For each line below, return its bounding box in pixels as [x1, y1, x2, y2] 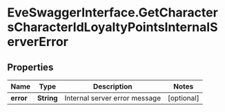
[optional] [168, 93, 199, 102]
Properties [7, 61, 54, 73]
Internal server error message [64, 93, 161, 102]
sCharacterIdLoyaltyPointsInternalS [7, 19, 218, 35]
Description [92, 82, 133, 91]
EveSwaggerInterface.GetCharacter [7, 5, 219, 21]
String [37, 93, 58, 102]
